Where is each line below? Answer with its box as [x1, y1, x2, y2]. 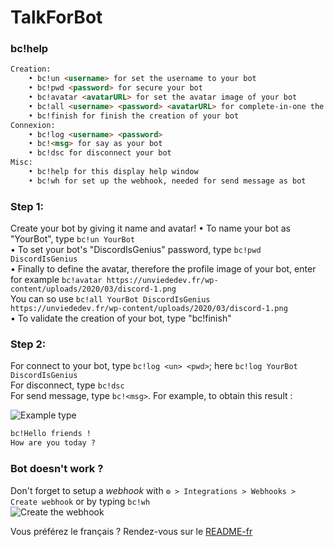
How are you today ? [10, 438, 97, 448]
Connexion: [10, 120, 56, 130]
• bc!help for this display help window [28, 167, 199, 177]
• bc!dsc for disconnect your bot [28, 148, 172, 158]
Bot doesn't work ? [10, 462, 104, 476]
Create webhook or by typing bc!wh [10, 495, 151, 507]
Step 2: [10, 337, 47, 351]
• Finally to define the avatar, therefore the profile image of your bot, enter [10, 263, 317, 275]
